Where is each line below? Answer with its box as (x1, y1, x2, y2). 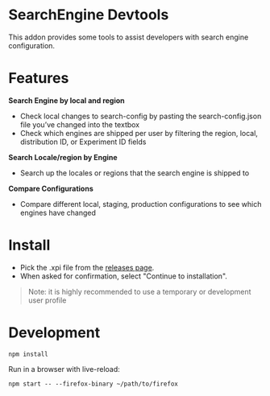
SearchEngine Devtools (8, 6, 169, 24)
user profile (27, 295, 67, 305)
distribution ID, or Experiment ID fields (19, 137, 147, 146)
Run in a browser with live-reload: (8, 364, 121, 373)
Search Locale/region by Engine (8, 152, 118, 162)
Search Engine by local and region (8, 95, 125, 105)
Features (8, 69, 69, 88)
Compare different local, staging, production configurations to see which (19, 199, 262, 208)
